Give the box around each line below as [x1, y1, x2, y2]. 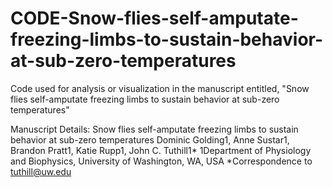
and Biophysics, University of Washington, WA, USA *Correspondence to [10, 155, 313, 167]
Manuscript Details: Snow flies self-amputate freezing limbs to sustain [10, 123, 299, 135]
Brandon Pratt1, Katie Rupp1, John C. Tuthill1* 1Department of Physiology [10, 144, 312, 156]
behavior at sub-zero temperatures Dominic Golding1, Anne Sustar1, [10, 133, 290, 146]
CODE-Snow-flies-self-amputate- [10, 7, 299, 30]
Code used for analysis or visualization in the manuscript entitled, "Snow [10, 82, 310, 94]
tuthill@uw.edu [10, 165, 72, 177]
